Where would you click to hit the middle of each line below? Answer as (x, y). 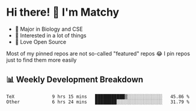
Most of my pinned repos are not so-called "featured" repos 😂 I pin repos (98, 53)
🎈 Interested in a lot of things (51, 35)
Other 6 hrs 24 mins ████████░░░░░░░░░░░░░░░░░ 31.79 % (98, 102)
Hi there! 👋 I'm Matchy (63, 12)
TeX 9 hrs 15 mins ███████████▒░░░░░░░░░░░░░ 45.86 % (98, 97)
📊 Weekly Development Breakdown (75, 80)
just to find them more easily (41, 60)
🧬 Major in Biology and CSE (49, 29)
